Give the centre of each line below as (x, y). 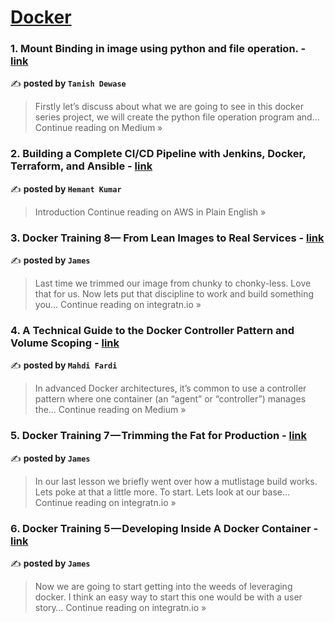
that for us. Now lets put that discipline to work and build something (174, 294)
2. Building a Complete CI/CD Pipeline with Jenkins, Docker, (158, 154)
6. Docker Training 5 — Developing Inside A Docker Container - (164, 528)
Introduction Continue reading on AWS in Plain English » (150, 212)
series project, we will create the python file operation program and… (177, 117)
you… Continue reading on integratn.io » (118, 305)
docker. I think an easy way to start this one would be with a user (168, 597)
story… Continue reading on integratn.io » (120, 607)
